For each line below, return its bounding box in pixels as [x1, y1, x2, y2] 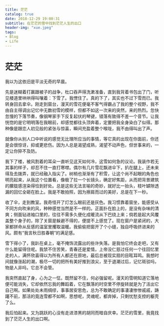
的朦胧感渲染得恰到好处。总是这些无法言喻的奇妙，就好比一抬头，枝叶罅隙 [5, 183, 155, 188]
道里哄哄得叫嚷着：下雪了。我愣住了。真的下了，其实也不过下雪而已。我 [13, 95, 159, 101]
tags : [5, 30, 16, 35]
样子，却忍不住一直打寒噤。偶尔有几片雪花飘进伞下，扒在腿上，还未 [18, 164, 155, 170]
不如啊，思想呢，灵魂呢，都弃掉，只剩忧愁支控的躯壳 [52, 293, 159, 299]
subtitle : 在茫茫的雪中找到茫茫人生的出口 [5, 20, 82, 26]
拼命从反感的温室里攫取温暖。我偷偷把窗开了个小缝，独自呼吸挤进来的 [13, 224, 155, 229]
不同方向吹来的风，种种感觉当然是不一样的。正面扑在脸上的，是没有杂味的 [5, 205, 155, 211]
